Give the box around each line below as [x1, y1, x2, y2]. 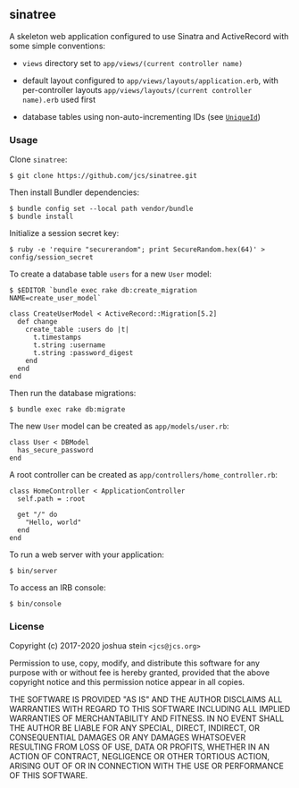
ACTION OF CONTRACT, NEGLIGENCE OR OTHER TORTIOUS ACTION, [9, 751, 270, 762]
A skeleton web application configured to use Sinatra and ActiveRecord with [9, 30, 289, 41]
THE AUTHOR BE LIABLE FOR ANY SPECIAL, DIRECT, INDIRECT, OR [9, 723, 261, 733]
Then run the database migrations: [9, 388, 137, 399]
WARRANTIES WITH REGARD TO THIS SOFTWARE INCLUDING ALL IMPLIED [9, 704, 291, 715]
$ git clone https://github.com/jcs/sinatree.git [9, 172, 198, 181]
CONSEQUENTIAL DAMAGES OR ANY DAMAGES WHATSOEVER [9, 733, 246, 743]
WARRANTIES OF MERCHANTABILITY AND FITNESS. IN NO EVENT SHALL [9, 713, 285, 724]
